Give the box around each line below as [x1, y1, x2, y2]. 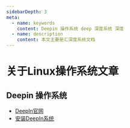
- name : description [11, 31, 63, 37]
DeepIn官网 [14, 108, 44, 114]
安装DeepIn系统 [14, 115, 54, 122]
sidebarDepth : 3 [6, 8, 47, 15]
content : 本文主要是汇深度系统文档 [17, 37, 95, 43]
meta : [6, 14, 20, 20]
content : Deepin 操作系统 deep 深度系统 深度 [17, 25, 125, 32]
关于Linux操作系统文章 [6, 64, 119, 78]
